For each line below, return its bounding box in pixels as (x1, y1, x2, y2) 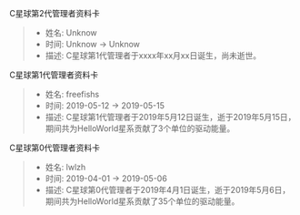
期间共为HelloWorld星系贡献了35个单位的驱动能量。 (45, 196, 240, 207)
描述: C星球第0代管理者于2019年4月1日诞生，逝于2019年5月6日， (45, 185, 291, 195)
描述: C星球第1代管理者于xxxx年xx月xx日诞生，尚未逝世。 (45, 50, 262, 61)
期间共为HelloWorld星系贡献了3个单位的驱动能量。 (45, 123, 235, 134)
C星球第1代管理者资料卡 (9, 69, 98, 80)
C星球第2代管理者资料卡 (9, 8, 100, 18)
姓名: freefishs (45, 89, 100, 99)
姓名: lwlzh (45, 162, 86, 172)
